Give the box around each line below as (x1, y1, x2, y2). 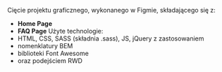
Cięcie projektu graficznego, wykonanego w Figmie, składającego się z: (7, 6, 216, 14)
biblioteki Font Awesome (17, 49, 90, 57)
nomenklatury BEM (17, 42, 73, 50)
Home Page (17, 20, 53, 27)
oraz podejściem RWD (17, 57, 83, 65)
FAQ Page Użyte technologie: (17, 27, 104, 35)
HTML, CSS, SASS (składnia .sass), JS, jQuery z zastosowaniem (17, 34, 204, 43)
